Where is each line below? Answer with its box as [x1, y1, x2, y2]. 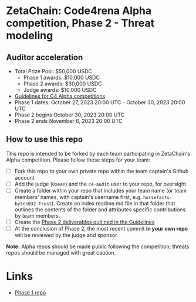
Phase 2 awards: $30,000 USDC [23, 80, 102, 87]
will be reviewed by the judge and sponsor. [14, 232, 119, 239]
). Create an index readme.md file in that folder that [52, 200, 175, 207]
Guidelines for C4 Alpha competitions [14, 92, 106, 99]
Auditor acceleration [6, 52, 83, 62]
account [14, 174, 35, 181]
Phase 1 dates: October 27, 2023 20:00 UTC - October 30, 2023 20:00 [14, 99, 185, 106]
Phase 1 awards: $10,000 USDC [23, 74, 100, 81]
